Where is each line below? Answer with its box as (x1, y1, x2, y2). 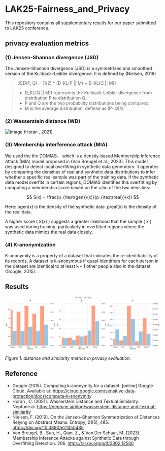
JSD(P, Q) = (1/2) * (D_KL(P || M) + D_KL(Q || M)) (17, 80, 117, 86)
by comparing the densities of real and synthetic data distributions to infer (5, 169, 156, 175)
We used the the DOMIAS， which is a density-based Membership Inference (5, 153, 161, 159)
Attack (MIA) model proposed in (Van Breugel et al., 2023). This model (5, 159, 148, 165)
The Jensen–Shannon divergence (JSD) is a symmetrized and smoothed (5, 65, 152, 71)
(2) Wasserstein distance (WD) (5, 117, 81, 124)
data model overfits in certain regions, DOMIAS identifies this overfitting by (5, 179, 158, 185)
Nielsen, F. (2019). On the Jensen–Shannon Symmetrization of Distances (12, 414, 160, 420)
